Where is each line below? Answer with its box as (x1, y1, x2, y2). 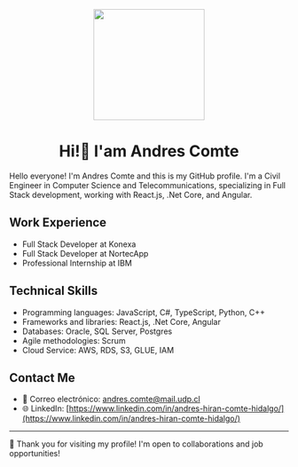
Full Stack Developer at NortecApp (21, 248, 149, 258)
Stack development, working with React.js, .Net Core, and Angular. (9, 189, 253, 200)
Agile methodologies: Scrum (21, 335, 126, 345)
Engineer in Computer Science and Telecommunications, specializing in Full (9, 179, 286, 190)
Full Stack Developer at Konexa (21, 239, 137, 249)
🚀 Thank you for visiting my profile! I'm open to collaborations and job (9, 439, 263, 449)
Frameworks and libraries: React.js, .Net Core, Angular (21, 316, 222, 327)
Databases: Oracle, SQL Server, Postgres (21, 326, 173, 336)
